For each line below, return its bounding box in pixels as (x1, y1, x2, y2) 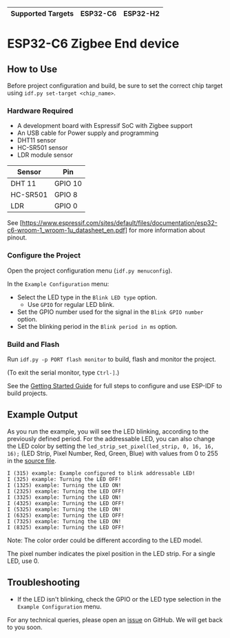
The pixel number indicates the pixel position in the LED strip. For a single (7, 549, 216, 557)
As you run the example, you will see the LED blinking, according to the (7, 427, 209, 436)
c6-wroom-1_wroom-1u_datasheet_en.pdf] (7, 226, 127, 235)
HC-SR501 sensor (17, 144, 68, 152)
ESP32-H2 (123, 9, 160, 18)
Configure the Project (7, 251, 81, 260)
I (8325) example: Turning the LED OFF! (7, 524, 125, 531)
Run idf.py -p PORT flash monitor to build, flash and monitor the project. (7, 354, 217, 363)
